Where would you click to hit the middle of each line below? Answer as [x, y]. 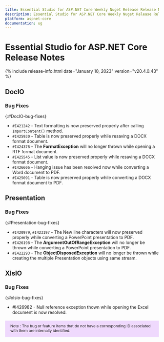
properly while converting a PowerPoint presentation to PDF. [73, 237]
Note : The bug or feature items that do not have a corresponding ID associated [81, 326]
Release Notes [35, 58]
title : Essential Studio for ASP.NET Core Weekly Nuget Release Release [81, 10]
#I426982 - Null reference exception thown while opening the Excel [80, 307]
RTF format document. [35, 151]
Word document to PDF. [36, 172]
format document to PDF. [38, 182]
